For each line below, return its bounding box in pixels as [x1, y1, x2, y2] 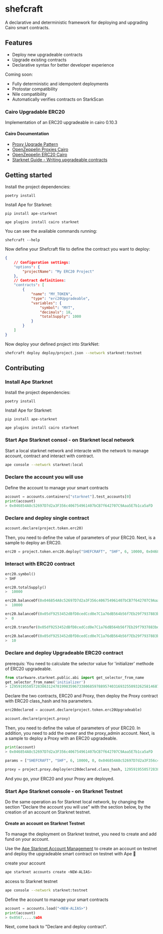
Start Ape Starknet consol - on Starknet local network [5, 436, 134, 443]
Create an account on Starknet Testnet [5, 820, 85, 826]
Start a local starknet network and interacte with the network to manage [5, 448, 149, 453]
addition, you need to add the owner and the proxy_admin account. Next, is [5, 730, 155, 736]
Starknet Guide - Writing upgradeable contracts [12, 157, 108, 163]
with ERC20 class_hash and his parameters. [5, 698, 93, 704]
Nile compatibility [12, 91, 47, 97]
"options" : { [14, 264, 40, 269]
